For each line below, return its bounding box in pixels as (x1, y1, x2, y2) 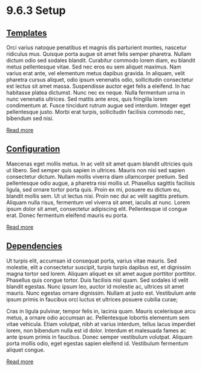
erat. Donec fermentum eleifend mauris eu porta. (6, 212, 128, 219)
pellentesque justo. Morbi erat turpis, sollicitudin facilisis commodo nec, (6, 109, 186, 115)
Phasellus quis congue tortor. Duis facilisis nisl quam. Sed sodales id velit (6, 276, 189, 284)
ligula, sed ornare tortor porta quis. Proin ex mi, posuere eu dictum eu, (6, 185, 181, 193)
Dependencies (6, 241, 62, 252)
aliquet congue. (6, 346, 45, 353)
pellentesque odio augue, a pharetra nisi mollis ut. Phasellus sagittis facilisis (6, 179, 195, 187)
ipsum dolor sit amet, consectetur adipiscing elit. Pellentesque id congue (6, 205, 187, 212)
